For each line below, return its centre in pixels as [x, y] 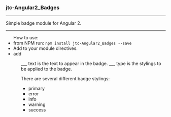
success [37, 110]
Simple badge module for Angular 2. [44, 23]
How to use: [26, 38]
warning [37, 104]
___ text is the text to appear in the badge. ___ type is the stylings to [91, 64]
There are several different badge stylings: [65, 79]
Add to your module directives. [45, 48]
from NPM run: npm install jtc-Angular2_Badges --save [72, 43]
